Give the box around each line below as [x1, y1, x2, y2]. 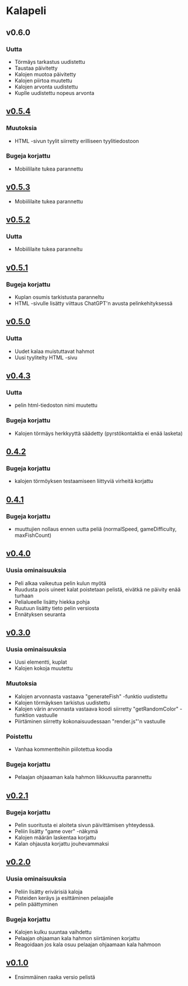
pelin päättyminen [14, 900, 58, 907]
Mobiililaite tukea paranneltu [14, 246, 83, 253]
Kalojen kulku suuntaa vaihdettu [14, 929, 92, 936]
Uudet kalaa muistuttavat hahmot [14, 348, 95, 355]
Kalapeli [6, 4, 47, 18]
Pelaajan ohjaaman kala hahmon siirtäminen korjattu [14, 935, 140, 942]
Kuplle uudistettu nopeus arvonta [14, 89, 95, 96]
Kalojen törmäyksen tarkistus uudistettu [14, 699, 110, 706]
